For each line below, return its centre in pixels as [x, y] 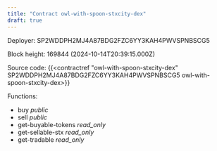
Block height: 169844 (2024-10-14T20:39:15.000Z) [81, 54]
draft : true [25, 20]
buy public [33, 110]
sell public [32, 117]
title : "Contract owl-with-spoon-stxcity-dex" [77, 14]
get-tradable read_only [51, 139]
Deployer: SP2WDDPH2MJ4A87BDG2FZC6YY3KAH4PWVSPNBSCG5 [108, 40]
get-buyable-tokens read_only [62, 124]
